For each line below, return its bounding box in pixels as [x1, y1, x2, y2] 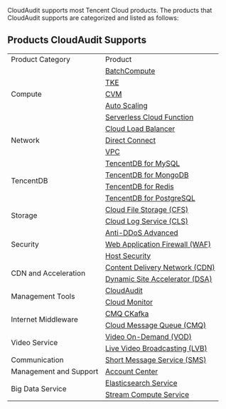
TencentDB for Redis [105, 181, 174, 191]
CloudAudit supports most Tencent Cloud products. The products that [7, 6, 212, 14]
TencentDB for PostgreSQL [105, 193, 195, 203]
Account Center [105, 366, 158, 376]
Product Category [11, 54, 71, 64]
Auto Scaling [105, 100, 148, 110]
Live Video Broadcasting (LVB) [105, 343, 208, 353]
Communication [11, 355, 64, 365]
